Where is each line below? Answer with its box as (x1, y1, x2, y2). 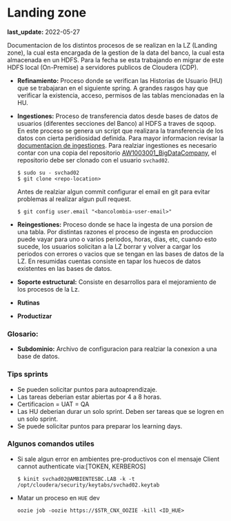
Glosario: (7, 329, 39, 339)
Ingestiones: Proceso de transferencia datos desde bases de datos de (17, 112, 219, 120)
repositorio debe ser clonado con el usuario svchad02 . (17, 155, 170, 164)
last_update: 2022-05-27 (7, 28, 81, 36)
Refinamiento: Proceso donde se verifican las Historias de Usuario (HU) (17, 76, 223, 84)
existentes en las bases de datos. (17, 264, 112, 272)
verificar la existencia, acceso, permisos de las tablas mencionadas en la (17, 91, 225, 100)
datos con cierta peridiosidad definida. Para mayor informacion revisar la (17, 133, 224, 142)
